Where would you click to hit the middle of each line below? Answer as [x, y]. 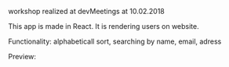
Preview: [22, 56]
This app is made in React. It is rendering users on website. [104, 26]
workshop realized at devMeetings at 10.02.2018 [86, 11]
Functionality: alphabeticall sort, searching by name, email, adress [115, 41]
